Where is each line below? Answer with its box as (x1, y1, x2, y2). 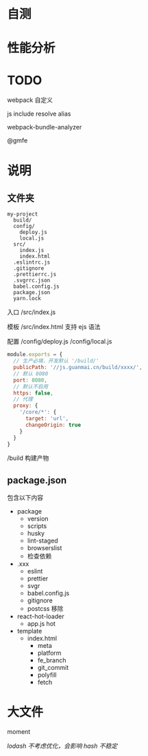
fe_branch (37, 656, 66, 664)
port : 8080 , (13, 377, 48, 384)
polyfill (37, 671, 57, 679)
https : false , (13, 390, 53, 397)
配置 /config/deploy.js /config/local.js (7, 337, 112, 346)
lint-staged (27, 536, 58, 545)
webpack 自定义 (7, 96, 53, 104)
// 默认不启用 (13, 383, 49, 390)
